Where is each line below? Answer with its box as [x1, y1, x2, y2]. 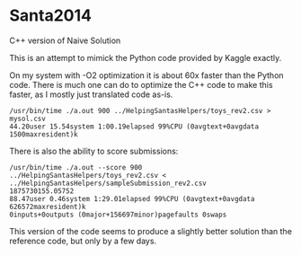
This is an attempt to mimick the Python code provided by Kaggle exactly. [9, 52, 282, 63]
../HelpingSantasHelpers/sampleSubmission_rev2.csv [9, 179, 207, 188]
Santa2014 [9, 5, 93, 26]
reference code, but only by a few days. [9, 235, 157, 246]
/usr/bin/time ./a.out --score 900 [9, 163, 143, 171]
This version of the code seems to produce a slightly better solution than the [9, 225, 292, 236]
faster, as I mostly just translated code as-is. [9, 89, 173, 100]
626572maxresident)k [9, 202, 87, 211]
